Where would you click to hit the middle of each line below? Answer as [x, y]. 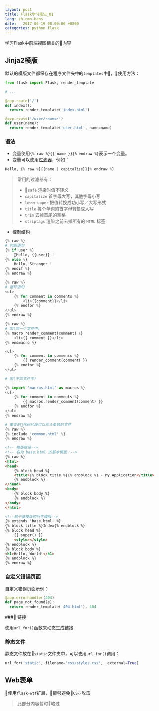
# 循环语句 [15, 287]
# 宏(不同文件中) [21, 379]
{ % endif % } [17, 269]
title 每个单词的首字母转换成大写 [59, 209]
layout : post [19, 10]
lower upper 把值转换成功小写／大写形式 [66, 203]
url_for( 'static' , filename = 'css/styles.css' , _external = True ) [72, 663]
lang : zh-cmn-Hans [24, 19]
